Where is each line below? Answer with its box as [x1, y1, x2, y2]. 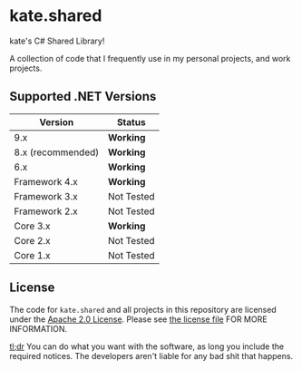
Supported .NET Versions [9, 89, 157, 104]
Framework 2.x [14, 205, 79, 218]
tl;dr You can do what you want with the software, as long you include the [9, 341, 284, 352]
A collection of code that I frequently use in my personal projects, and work [9, 53, 291, 63]
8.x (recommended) [14, 146, 100, 159]
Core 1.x [14, 248, 52, 261]
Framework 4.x [14, 175, 79, 188]
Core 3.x [14, 219, 52, 232]
